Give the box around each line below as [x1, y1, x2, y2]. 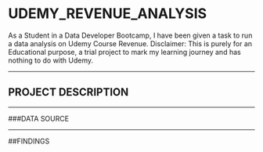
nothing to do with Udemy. [8, 56, 94, 65]
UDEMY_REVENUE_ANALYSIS [8, 5, 207, 23]
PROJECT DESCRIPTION [8, 85, 129, 99]
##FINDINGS [8, 136, 50, 146]
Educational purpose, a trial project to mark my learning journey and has [8, 47, 241, 56]
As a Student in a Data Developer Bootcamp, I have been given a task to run [8, 31, 253, 40]
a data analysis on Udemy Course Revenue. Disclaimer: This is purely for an [8, 38, 253, 48]
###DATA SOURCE [8, 114, 69, 123]
